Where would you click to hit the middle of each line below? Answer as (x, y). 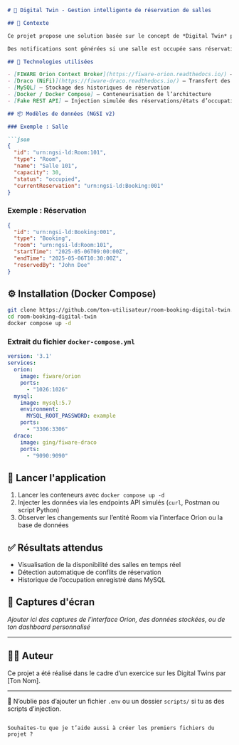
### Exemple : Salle (38, 127)
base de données (43, 525)
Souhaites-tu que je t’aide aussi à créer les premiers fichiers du (111, 728)
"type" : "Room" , (38, 159)
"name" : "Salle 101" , (46, 166)
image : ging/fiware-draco (59, 442)
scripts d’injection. (34, 709)
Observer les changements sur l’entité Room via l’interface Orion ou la (120, 518)
